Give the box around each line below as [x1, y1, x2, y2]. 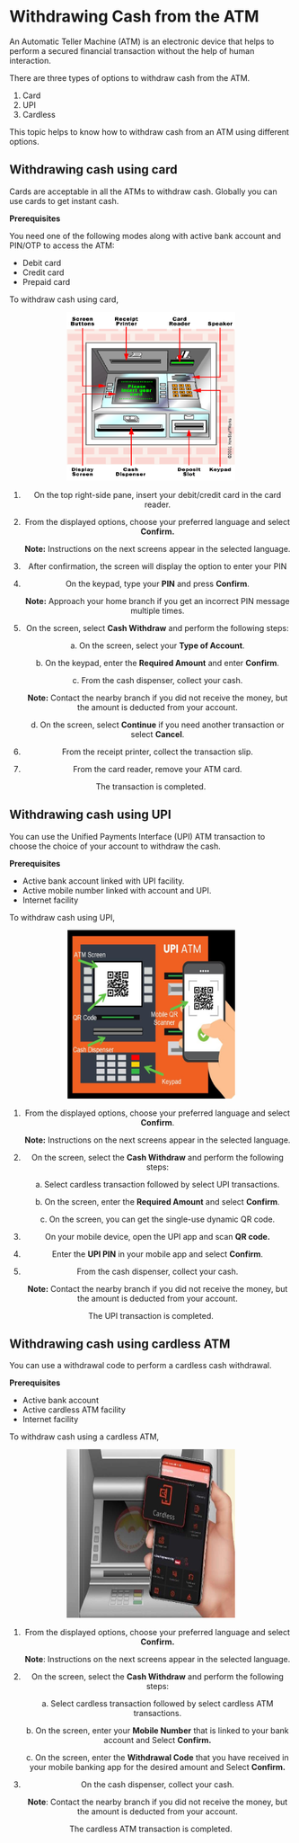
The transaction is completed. [95, 780, 207, 792]
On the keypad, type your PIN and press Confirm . [66, 578, 250, 589]
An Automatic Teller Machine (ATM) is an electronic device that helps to [9, 36, 275, 47]
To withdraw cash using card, [9, 294, 119, 305]
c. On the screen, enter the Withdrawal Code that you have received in [26, 1752, 289, 1763]
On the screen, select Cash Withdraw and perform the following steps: [26, 622, 289, 633]
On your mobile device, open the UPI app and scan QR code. [44, 1231, 271, 1242]
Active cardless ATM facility [22, 1404, 126, 1415]
